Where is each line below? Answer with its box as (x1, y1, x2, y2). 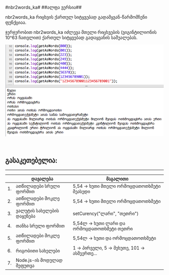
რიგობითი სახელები (16, 247, 60, 254)
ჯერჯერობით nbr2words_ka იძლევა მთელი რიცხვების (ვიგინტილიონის (5, 29, 157, 35)
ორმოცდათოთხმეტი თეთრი (72, 226, 133, 232)
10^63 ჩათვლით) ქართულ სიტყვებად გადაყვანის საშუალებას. (5, 35, 138, 40)
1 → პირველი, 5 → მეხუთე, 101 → (72, 245, 145, 251)
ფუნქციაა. (5, 20, 27, 25)
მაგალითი (106, 176, 129, 182)
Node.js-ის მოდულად (16, 257, 63, 263)
